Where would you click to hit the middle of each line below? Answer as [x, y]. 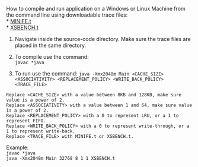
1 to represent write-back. [41, 131]
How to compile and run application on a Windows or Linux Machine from [96, 9]
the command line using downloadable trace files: [67, 15]
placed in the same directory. [50, 45]
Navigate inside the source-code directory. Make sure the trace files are [103, 39]
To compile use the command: [52, 57]
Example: [17, 147]
